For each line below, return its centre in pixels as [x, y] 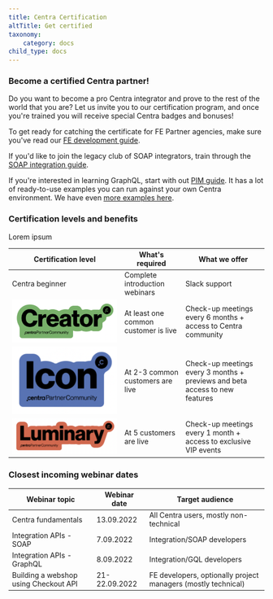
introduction [145, 284]
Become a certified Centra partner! [79, 81]
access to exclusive [219, 441]
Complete [141, 275]
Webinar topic [51, 499]
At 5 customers [150, 432]
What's [151, 255]
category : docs [49, 43]
